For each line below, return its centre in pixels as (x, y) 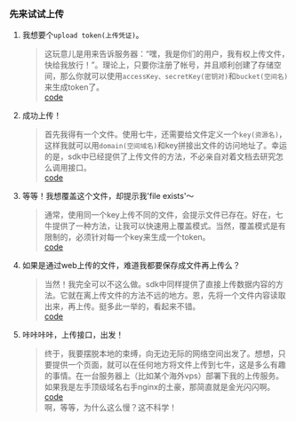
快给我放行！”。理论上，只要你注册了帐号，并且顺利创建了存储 (159, 65)
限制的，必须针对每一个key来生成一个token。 (127, 237)
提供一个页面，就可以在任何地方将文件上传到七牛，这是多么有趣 (169, 365)
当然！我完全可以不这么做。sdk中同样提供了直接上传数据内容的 (160, 284)
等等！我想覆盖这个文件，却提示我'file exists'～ (108, 196)
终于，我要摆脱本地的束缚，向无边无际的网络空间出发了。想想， (161, 353)
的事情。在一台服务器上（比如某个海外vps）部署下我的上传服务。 (164, 376)
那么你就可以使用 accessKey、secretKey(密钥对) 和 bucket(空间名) (174, 76)
